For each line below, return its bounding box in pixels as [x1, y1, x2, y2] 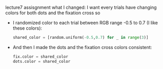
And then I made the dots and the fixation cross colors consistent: [12, 44, 152, 50]
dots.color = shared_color [12, 59, 71, 64]
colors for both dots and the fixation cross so [5, 10, 100, 16]
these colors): [12, 25, 43, 31]
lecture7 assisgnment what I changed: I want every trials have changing [5, 5, 157, 10]
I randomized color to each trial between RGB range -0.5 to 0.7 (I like [12, 20, 158, 26]
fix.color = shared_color [12, 54, 68, 59]
